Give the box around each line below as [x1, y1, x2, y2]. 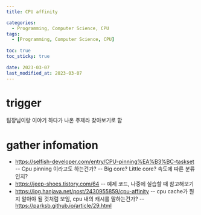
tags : [6, 31, 20, 37]
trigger [6, 96, 42, 110]
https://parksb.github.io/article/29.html [14, 202, 112, 210]
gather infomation [6, 138, 98, 152]
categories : [6, 19, 36, 26]
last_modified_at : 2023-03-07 [6, 70, 83, 76]
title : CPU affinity [6, 8, 59, 15]
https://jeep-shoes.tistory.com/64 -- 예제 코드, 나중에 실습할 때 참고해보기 [14, 180, 194, 187]
